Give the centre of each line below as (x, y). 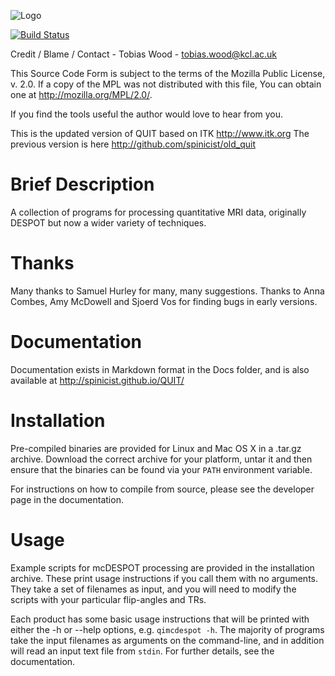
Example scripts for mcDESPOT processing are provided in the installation (162, 567)
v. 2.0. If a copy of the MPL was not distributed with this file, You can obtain (166, 84)
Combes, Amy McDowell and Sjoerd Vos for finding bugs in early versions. (164, 301)
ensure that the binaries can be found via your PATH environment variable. (161, 469)
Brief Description (82, 184)
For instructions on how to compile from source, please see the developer (162, 489)
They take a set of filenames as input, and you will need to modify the (153, 589)
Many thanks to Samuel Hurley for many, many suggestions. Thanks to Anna (167, 291)
